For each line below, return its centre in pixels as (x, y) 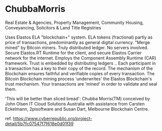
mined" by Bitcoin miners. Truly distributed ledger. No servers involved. (77, 47)
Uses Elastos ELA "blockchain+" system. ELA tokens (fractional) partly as (79, 37)
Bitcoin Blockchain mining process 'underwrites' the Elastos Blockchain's (79, 79)
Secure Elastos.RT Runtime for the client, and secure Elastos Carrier (73, 53)
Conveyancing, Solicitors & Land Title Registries (53, 27)
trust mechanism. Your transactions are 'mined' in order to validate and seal (81, 84)
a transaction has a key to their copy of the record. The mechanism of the (79, 68)
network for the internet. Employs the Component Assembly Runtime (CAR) (81, 58)
